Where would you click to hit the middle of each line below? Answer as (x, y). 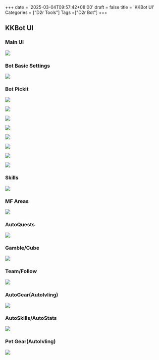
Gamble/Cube (22, 248)
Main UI (14, 42)
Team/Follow (21, 271)
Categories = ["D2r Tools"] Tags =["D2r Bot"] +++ (56, 12)
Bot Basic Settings (28, 66)
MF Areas (17, 201)
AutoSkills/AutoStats (31, 318)
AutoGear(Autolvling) (32, 294)
